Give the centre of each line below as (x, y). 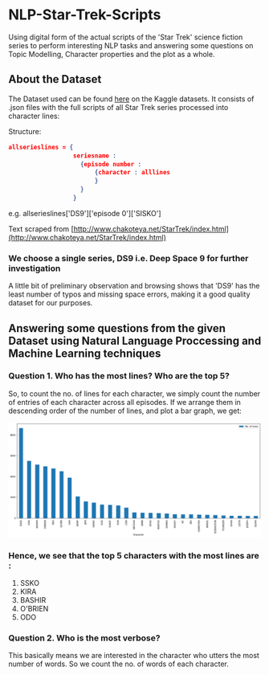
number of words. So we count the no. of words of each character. (118, 664)
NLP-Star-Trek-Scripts (85, 15)
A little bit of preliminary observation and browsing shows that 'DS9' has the (134, 286)
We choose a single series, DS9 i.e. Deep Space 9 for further (128, 258)
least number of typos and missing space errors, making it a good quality (129, 294)
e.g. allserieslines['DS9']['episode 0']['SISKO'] (85, 213)
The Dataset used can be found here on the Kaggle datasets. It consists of (131, 99)
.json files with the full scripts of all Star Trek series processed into (118, 107)
